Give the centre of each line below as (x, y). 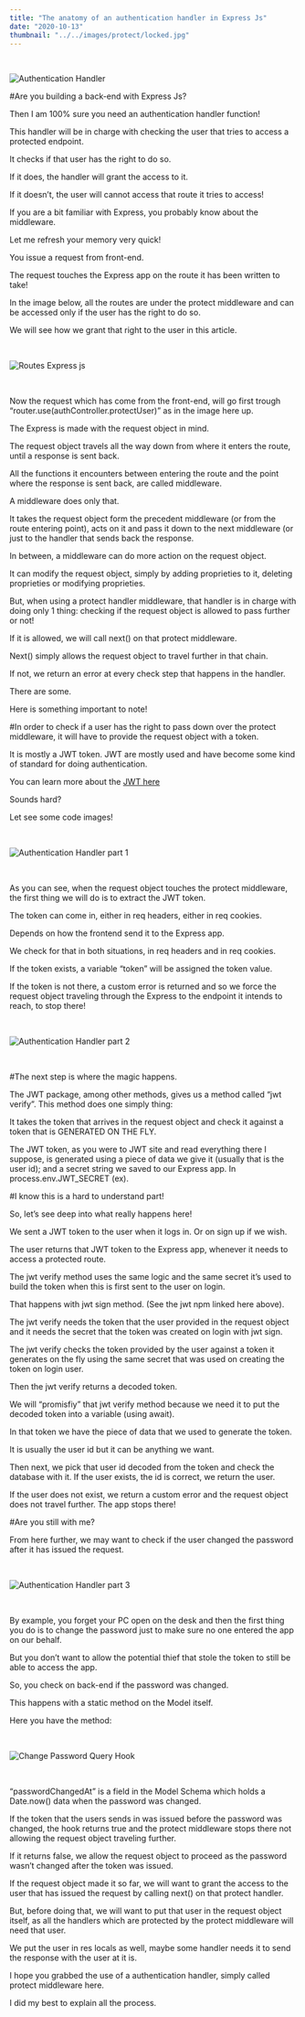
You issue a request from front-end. (77, 258)
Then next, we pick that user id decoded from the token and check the (142, 1467)
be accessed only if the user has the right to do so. (105, 313)
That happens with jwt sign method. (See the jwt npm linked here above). (147, 1304)
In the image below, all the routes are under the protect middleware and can (152, 303)
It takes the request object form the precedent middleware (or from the (143, 519)
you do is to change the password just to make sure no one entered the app (152, 1630)
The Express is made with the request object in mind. (110, 429)
